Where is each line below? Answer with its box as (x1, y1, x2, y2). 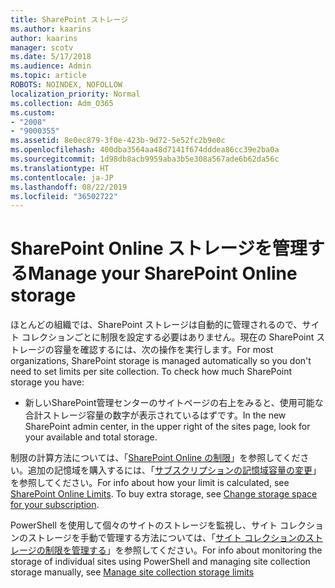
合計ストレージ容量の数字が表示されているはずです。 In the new (24, 409, 287, 421)
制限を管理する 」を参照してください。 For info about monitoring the (44, 544, 323, 556)
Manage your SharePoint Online (28, 262, 298, 285)
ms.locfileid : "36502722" (10, 191, 118, 201)
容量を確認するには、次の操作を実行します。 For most (53, 344, 274, 356)
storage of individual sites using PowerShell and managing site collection (10, 556, 311, 568)
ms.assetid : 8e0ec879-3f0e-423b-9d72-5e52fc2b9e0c (10, 136, 226, 146)
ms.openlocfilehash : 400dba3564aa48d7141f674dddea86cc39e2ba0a (10, 145, 280, 155)
